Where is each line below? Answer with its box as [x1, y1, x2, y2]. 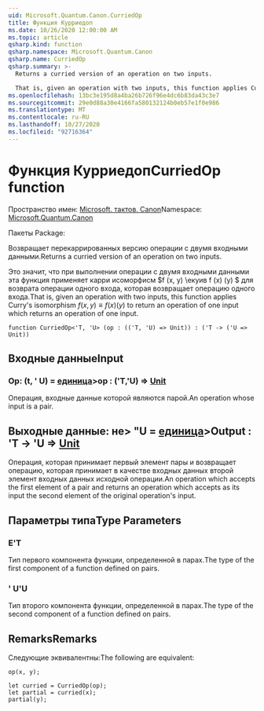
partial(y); [8, 695, 47, 703]
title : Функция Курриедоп [8, 19, 93, 27]
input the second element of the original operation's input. [8, 491, 196, 500]
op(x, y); [8, 668, 41, 676]
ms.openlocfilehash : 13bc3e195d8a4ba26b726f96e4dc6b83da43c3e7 [8, 91, 220, 99]
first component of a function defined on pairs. [8, 563, 159, 573]
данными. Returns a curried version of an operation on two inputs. [8, 251, 222, 261]
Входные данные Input [8, 352, 124, 365]
